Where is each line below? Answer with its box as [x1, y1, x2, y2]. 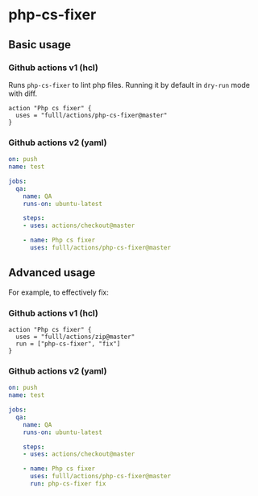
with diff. [8, 89, 38, 98]
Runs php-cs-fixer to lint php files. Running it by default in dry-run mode [8, 80, 250, 89]
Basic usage [8, 38, 71, 52]
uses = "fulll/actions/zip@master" [15, 333, 135, 341]
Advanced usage [8, 266, 96, 279]
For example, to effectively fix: [8, 287, 109, 297]
